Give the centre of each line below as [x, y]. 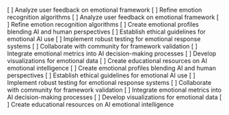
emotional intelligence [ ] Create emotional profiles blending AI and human [112, 68]
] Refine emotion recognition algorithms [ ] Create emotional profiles [103, 24]
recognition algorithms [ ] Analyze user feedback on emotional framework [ [113, 17]
